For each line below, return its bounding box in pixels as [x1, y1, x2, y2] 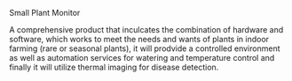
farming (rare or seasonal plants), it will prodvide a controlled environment [9, 43, 280, 54]
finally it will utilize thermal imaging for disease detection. [9, 62, 219, 72]
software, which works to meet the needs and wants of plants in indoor [9, 34, 269, 44]
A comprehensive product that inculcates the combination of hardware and [9, 25, 284, 34]
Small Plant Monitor [9, 8, 81, 18]
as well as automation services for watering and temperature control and [9, 53, 275, 63]
